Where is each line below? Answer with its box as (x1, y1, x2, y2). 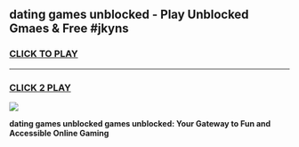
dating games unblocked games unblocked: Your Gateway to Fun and (9, 118, 271, 128)
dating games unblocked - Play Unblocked (9, 7, 249, 22)
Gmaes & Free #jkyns (9, 21, 129, 37)
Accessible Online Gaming (9, 127, 109, 138)
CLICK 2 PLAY (9, 81, 71, 94)
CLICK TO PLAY (9, 48, 78, 61)
